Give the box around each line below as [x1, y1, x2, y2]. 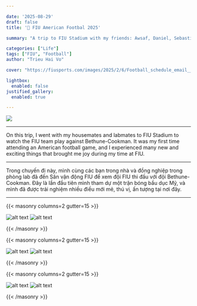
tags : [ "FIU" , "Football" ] [6, 51, 72, 57]
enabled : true [11, 94, 46, 100]
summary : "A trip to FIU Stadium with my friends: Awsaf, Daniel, [6, 35, 172, 41]
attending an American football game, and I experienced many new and [6, 144, 179, 151]
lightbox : [6, 77, 30, 84]
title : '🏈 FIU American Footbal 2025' [6, 25, 101, 30]
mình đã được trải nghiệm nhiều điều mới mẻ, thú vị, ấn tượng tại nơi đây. [6, 185, 182, 193]
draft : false [6, 19, 38, 25]
